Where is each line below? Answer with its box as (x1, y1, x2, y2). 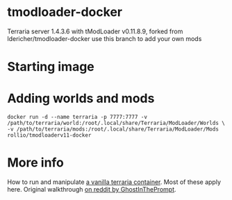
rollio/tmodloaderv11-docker (7, 132, 92, 139)
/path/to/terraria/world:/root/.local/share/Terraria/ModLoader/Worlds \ (7, 119, 226, 127)
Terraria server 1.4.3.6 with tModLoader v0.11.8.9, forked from (7, 27, 183, 35)
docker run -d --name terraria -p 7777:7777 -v (7, 114, 148, 121)
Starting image (7, 59, 95, 75)
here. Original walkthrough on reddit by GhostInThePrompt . (7, 185, 176, 193)
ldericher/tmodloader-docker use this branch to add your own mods (7, 34, 202, 42)
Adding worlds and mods (7, 91, 155, 106)
